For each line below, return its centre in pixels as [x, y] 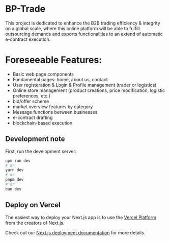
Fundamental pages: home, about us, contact [60, 79]
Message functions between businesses [55, 112]
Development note [35, 139]
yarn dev [15, 170]
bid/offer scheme [31, 101]
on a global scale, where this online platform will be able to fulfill [73, 28]
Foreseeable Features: [54, 60]
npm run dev [18, 161]
